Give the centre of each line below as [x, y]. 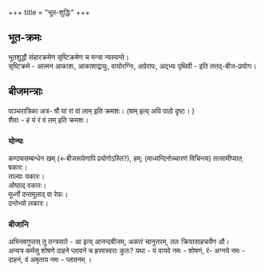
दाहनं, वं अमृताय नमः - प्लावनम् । [50, 260]
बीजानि [18, 224]
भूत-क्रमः [25, 38]
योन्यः [16, 141]
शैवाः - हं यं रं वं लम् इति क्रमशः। [49, 120]
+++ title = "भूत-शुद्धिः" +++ [49, 12]
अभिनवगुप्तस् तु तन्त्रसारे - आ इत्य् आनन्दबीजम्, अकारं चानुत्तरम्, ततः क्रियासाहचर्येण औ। [119, 242]
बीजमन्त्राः [26, 92]
